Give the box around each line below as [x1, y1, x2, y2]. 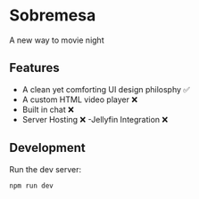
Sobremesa [9, 5, 96, 26]
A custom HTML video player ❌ [21, 94, 138, 105]
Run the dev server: [9, 163, 82, 174]
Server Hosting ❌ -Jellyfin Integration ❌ [21, 114, 169, 124]
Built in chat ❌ [21, 104, 74, 115]
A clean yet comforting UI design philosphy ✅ [21, 84, 190, 94]
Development [9, 140, 87, 155]
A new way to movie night [9, 35, 104, 45]
